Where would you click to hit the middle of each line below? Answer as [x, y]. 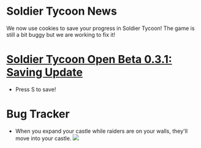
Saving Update [44, 72]
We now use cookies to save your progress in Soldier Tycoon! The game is [100, 28]
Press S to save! [36, 89]
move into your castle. [43, 138]
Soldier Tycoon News [62, 11]
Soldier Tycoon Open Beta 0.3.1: [89, 60]
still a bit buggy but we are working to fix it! [61, 34]
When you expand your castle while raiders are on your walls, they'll [101, 131]
